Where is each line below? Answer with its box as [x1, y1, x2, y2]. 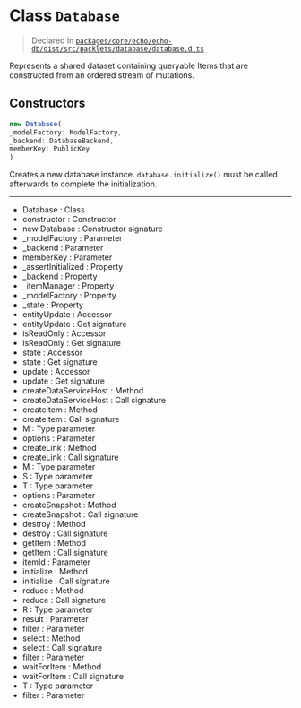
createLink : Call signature [21, 452, 119, 462]
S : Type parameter [21, 471, 94, 482]
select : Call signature [21, 643, 103, 653]
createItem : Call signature [21, 414, 120, 425]
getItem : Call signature [21, 548, 109, 558]
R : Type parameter [21, 604, 94, 615]
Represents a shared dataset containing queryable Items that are [9, 60, 249, 71]
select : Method [21, 633, 81, 643]
